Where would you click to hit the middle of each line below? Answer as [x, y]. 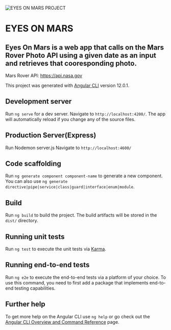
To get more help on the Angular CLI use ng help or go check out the [78, 316]
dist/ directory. [22, 221]
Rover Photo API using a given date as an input [81, 55]
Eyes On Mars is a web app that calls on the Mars [85, 47]
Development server [39, 101]
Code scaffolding [33, 164]
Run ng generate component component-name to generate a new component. [84, 176]
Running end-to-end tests [47, 265]
